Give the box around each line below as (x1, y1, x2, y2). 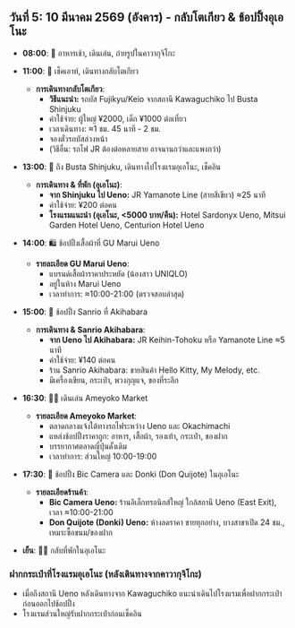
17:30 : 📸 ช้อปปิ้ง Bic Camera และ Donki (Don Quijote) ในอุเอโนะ (21, 469, 240, 479)
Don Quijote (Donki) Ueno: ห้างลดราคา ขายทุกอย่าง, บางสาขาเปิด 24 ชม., (48, 517, 285, 528)
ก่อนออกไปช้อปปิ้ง (21, 598, 76, 609)
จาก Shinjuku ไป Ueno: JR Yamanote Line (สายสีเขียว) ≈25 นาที (48, 189, 266, 200)
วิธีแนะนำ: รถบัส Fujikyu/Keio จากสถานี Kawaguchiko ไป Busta (48, 93, 258, 104)
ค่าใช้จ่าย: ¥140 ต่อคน (48, 354, 116, 365)
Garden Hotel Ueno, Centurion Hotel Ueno (48, 219, 205, 230)
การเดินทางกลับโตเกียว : (35, 83, 105, 94)
